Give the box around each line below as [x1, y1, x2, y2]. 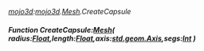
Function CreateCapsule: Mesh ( [8, 25, 116, 34]
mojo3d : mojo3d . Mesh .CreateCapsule [8, 7, 131, 16]
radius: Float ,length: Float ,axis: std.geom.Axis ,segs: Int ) [8, 33, 197, 43]
